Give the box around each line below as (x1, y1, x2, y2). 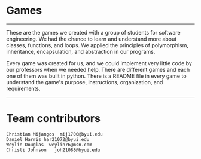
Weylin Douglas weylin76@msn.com (6, 142, 93, 148)
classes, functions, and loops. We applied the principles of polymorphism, (6, 41, 188, 48)
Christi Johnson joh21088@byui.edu (6, 147, 100, 153)
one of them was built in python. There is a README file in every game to (6, 72, 187, 79)
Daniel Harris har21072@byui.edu (6, 136, 90, 142)
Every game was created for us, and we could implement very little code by (6, 59, 193, 66)
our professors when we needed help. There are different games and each (6, 66, 190, 73)
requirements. (6, 85, 41, 92)
